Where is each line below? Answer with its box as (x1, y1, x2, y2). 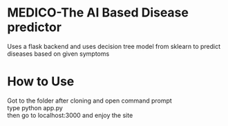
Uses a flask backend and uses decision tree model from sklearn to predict (7, 42, 221, 50)
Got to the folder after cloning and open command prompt (7, 96, 173, 105)
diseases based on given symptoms (7, 50, 110, 58)
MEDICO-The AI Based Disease (7, 5, 189, 21)
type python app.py (7, 103, 64, 112)
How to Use (7, 74, 75, 90)
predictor (7, 19, 62, 35)
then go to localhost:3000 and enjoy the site (7, 111, 133, 119)
